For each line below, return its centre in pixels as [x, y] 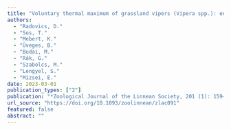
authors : [20, 20]
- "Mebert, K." [35, 39]
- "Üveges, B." [35, 45]
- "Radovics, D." [38, 26]
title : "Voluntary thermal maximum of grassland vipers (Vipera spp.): [112, 13]
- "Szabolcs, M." [38, 65]
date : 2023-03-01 [32, 84]
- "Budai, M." [33, 52]
